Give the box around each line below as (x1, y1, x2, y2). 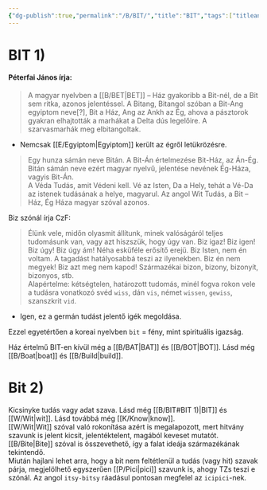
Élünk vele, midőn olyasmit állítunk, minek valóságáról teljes (27, 229, 224, 238)
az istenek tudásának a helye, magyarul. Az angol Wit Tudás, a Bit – (27, 189, 249, 199)
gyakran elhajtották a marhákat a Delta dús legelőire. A (27, 116, 207, 126)
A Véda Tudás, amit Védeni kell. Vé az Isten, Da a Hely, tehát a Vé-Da (27, 181, 253, 190)
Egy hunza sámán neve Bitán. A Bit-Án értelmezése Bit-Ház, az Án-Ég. (27, 155, 259, 165)
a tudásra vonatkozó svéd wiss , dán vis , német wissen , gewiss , (27, 288, 233, 297)
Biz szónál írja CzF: (8, 213, 72, 223)
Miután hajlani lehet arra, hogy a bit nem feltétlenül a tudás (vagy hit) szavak (8, 456, 258, 465)
